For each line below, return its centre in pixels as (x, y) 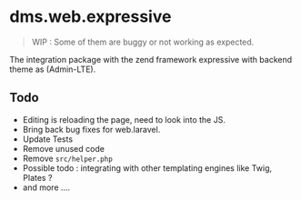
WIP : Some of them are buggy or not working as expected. (143, 42)
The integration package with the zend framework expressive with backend (151, 59)
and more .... (46, 187)
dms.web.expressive (90, 17)
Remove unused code (63, 148)
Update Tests (48, 139)
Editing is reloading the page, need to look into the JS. (124, 119)
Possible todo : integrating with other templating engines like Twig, (147, 168)
